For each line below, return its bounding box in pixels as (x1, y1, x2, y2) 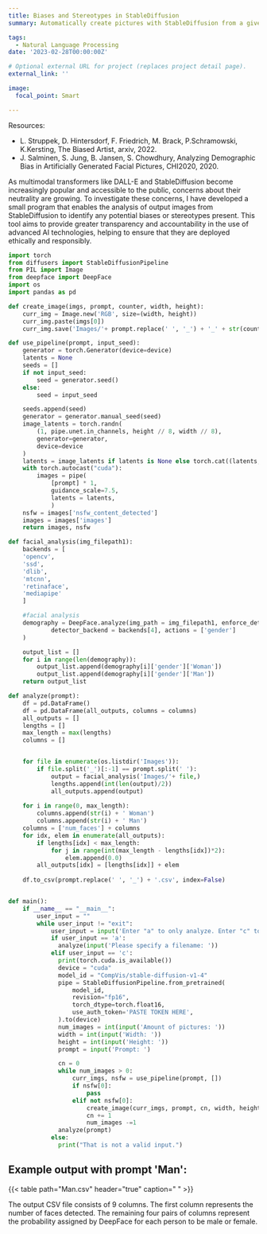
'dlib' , (22, 567, 48, 575)
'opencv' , (22, 553, 56, 561)
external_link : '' (8, 70, 69, 78)
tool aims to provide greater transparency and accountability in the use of (8, 219, 249, 228)
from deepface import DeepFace (8, 274, 112, 282)
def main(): (8, 897, 48, 905)
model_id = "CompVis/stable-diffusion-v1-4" (58, 971, 208, 979)
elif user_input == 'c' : (50, 949, 133, 957)
